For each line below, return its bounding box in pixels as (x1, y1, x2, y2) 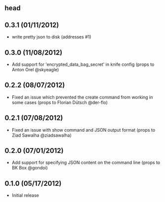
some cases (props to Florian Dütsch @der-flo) (11, 99, 108, 105)
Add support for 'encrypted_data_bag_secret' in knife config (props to (11, 61, 155, 67)
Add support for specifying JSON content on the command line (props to (11, 159, 161, 165)
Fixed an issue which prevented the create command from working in (11, 94, 153, 100)
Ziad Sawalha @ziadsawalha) (11, 132, 72, 138)
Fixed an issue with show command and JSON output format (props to (11, 127, 156, 133)
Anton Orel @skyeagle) (11, 67, 59, 73)
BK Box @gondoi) (11, 165, 48, 171)
